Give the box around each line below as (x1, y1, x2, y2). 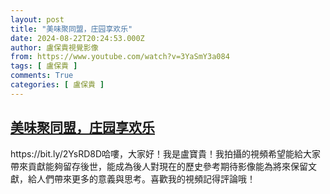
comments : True (10, 71, 74, 81)
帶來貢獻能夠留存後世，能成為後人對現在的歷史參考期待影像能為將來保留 (10, 160, 308, 172)
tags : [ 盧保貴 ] (10, 61, 78, 71)
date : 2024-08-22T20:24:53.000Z (10, 33, 145, 43)
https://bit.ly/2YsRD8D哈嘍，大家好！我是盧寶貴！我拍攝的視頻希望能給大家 (10, 147, 322, 160)
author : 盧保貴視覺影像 (10, 42, 99, 53)
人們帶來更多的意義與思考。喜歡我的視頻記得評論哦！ (36, 172, 256, 185)
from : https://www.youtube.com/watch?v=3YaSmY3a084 (10, 52, 230, 62)
